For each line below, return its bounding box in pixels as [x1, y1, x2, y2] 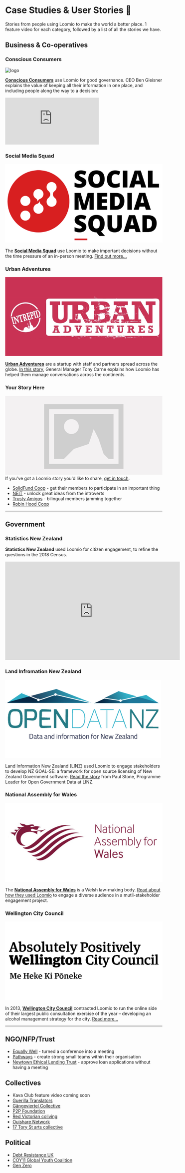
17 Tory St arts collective [12, 1124, 63, 1130]
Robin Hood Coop [12, 501, 49, 507]
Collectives [5, 1079, 41, 1087]
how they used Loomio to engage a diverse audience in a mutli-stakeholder [5, 892, 160, 898]
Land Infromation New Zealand [5, 668, 82, 675]
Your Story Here [5, 384, 45, 391]
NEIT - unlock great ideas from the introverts [12, 490, 105, 496]
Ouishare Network [12, 1118, 50, 1124]
